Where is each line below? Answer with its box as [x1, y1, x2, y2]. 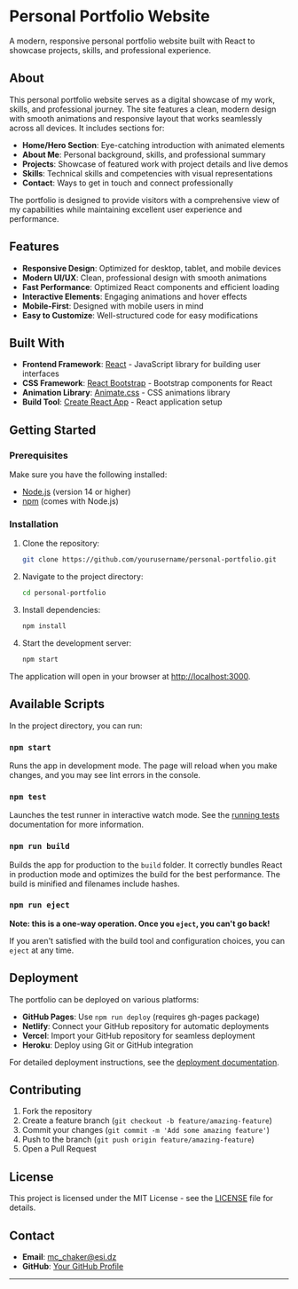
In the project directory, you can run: [9, 720, 143, 731]
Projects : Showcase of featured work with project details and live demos [21, 158, 288, 169]
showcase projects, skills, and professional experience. [9, 44, 211, 55]
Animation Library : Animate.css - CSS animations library [21, 388, 231, 398]
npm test [9, 791, 47, 802]
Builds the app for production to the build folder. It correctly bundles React [9, 859, 283, 870]
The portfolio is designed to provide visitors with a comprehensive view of [9, 194, 280, 205]
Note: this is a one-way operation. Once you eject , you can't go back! [9, 918, 271, 929]
